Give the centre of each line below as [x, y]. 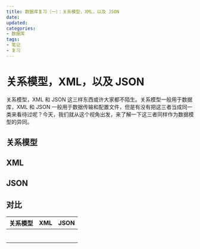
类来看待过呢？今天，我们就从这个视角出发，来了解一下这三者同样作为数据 [97, 114]
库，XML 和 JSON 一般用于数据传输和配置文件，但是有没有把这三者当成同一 [99, 107]
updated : [17, 23]
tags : [13, 39]
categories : [21, 28]
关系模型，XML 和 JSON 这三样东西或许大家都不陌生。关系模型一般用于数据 [99, 99]
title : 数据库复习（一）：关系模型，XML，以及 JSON [63, 12]
